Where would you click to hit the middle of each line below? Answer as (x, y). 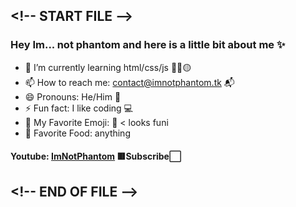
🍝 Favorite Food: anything (77, 133)
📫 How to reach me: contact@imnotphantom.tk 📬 (129, 82)
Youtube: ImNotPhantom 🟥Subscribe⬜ (96, 156)
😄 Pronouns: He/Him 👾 (73, 96)
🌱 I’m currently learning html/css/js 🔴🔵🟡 (108, 67)
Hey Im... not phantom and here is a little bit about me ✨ (148, 45)
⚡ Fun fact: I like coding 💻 (78, 108)
